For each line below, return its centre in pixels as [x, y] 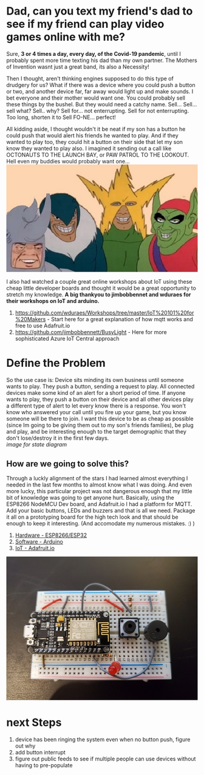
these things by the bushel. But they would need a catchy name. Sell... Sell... [102, 104]
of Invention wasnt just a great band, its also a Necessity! [78, 67]
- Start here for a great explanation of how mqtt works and [120, 319]
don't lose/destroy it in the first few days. [58, 438]
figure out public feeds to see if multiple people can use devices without [105, 759]
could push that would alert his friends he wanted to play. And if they [93, 135]
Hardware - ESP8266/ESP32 [51, 535]
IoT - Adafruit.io [35, 548]
